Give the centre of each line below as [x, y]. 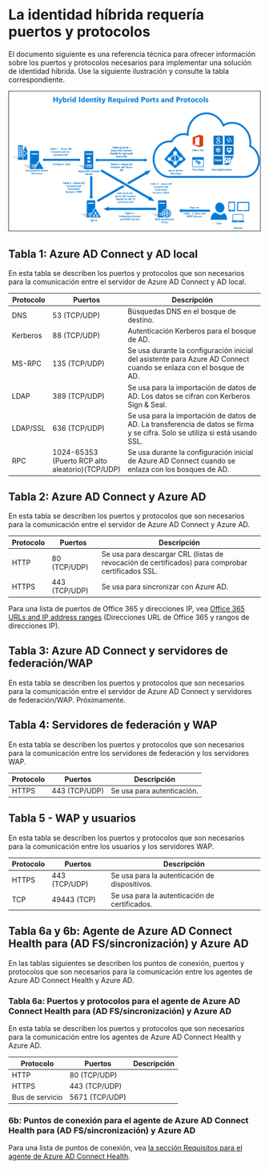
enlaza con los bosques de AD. [179, 469]
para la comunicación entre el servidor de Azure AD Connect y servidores [130, 691]
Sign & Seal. [147, 404]
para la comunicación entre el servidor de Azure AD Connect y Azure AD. [129, 525]
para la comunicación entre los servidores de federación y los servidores [129, 753]
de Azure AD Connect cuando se [182, 461]
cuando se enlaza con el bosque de [186, 367]
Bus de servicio [37, 1098]
